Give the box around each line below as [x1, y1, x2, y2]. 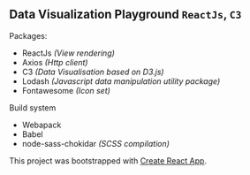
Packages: [9, 30, 48, 41]
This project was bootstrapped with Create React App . [9, 155, 208, 166]
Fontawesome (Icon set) [21, 85, 110, 95]
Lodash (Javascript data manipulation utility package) [21, 75, 221, 87]
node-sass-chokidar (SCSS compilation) [21, 138, 170, 148]
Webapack [21, 119, 62, 130]
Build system [9, 102, 57, 113]
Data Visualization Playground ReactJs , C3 [9, 7, 242, 22]
